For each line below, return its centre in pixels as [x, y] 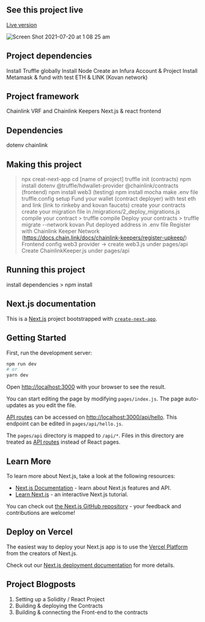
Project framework [43, 96]
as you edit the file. [52, 405]
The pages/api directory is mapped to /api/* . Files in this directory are [95, 436]
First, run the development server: [49, 353]
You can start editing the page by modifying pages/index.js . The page [95, 399]
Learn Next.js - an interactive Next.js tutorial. [72, 494]
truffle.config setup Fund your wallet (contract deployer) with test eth [109, 199]
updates [17, 405]
